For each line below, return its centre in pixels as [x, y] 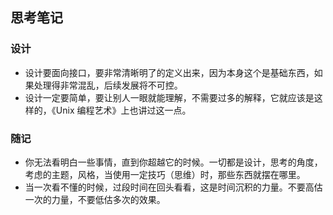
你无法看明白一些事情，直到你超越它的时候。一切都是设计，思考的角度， [173, 162]
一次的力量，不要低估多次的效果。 [95, 199]
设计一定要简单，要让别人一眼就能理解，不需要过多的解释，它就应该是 [169, 97]
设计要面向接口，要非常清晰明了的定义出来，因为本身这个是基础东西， [169, 72]
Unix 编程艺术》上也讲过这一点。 [123, 110]
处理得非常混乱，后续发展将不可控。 [108, 85]
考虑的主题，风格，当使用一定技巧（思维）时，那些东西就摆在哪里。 [165, 174]
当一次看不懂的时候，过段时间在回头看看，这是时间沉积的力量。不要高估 [173, 187]
